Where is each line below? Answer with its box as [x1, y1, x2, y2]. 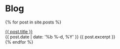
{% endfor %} [5, 39, 34, 45]
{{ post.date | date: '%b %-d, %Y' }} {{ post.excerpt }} [5, 34, 116, 40]
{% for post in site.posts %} [5, 19, 62, 25]
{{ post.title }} [5, 28, 33, 34]
